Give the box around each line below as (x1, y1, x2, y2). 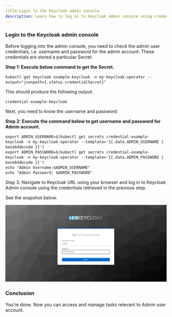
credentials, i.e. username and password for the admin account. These (5, 48, 155, 54)
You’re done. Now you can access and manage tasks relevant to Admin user (5, 301, 166, 308)
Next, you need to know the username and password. (5, 108, 119, 114)
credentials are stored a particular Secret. (5, 54, 93, 60)
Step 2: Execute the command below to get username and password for (5, 118, 161, 124)
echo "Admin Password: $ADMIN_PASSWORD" (5, 170, 93, 175)
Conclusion (5, 290, 35, 297)
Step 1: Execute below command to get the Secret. (5, 64, 115, 70)
